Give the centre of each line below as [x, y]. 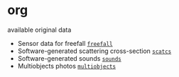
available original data [39, 30]
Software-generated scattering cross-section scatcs [94, 51]
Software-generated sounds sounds [70, 58]
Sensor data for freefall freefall [65, 43]
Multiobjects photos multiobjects [66, 66]
